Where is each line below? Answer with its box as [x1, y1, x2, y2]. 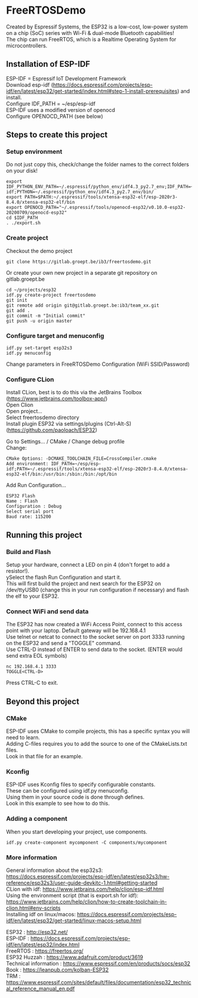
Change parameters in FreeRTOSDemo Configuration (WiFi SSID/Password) [6, 360, 190, 368]
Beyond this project [6, 696, 80, 706]
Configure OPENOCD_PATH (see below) [6, 112, 103, 120]
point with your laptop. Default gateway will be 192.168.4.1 [6, 627, 146, 634]
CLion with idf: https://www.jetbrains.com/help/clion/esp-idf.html [6, 886, 164, 893]
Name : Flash [6, 498, 38, 504]
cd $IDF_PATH [6, 215, 38, 221]
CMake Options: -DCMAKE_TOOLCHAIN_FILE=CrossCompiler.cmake [6, 456, 157, 462]
